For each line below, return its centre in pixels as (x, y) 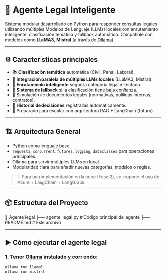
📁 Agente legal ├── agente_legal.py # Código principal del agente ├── (78, 217)
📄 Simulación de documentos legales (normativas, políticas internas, (82, 95)
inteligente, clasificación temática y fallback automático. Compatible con (79, 34)
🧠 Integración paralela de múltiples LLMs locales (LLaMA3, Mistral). (83, 79)
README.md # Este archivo (33, 223)
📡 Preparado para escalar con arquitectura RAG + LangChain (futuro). (83, 110)
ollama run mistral (25, 272)
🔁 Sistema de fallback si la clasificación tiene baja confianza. (75, 90)
